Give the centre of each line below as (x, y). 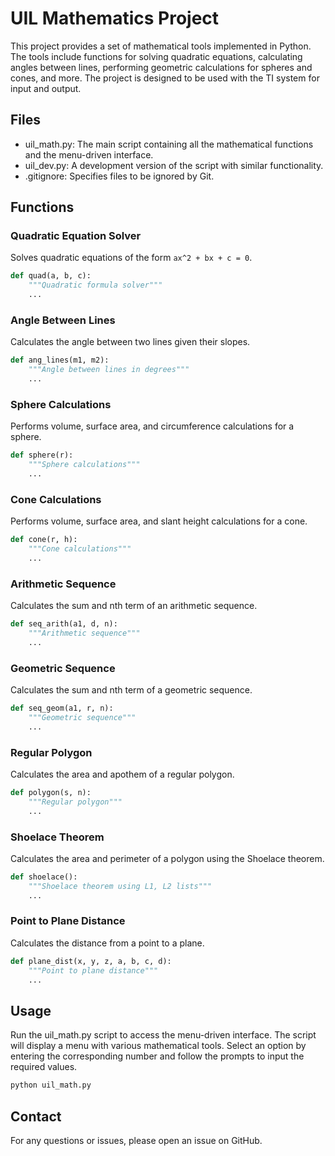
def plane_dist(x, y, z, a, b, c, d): (91, 961)
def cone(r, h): (44, 540)
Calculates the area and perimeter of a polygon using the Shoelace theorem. (167, 858)
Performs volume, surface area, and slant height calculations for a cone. (159, 521)
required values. (44, 1067)
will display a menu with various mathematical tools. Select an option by (158, 1046)
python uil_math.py (51, 1085)
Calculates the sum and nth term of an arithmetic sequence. (134, 606)
